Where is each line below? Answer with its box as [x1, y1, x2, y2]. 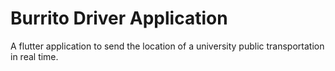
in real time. [10, 50, 59, 62]
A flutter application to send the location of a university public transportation [10, 40, 325, 52]
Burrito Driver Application [10, 7, 228, 30]
